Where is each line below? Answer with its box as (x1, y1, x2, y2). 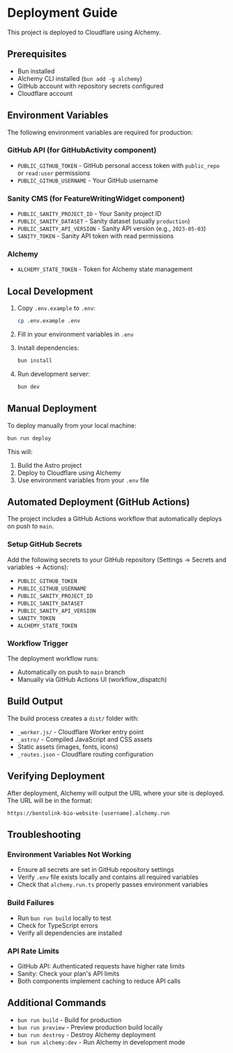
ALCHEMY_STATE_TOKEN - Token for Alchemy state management (17, 265, 193, 273)
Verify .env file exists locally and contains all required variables (17, 873, 199, 882)
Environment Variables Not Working (7, 850, 132, 859)
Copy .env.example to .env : (17, 304, 96, 313)
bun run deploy (7, 435, 52, 442)
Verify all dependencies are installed (17, 929, 122, 937)
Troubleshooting (7, 829, 82, 840)
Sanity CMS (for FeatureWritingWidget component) (7, 194, 186, 203)
